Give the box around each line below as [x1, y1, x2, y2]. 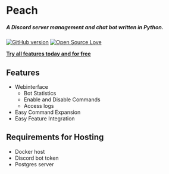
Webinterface [14, 83, 49, 90]
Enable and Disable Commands [23, 96, 101, 103]
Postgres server [14, 160, 55, 167]
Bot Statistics [23, 89, 57, 97]
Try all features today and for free [6, 50, 91, 57]
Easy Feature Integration [14, 114, 76, 122]
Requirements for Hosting [6, 132, 104, 142]
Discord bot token [14, 154, 59, 161]
